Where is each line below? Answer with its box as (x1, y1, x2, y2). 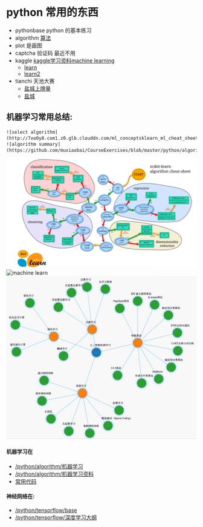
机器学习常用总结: (6, 112, 73, 122)
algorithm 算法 (14, 34, 51, 41)
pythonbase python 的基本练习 (14, 27, 92, 34)
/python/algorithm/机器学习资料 (14, 470, 94, 477)
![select (6, 129, 28, 135)
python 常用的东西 (6, 5, 98, 19)
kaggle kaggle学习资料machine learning (14, 57, 115, 64)
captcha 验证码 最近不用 (14, 49, 76, 56)
